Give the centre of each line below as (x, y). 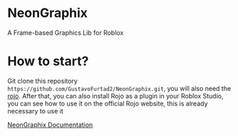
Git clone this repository (43, 81)
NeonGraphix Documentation (50, 125)
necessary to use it (36, 110)
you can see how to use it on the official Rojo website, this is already (108, 103)
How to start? (48, 61)
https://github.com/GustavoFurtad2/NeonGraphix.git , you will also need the (119, 88)
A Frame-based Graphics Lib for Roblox (66, 33)
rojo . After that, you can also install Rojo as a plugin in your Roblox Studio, (115, 96)
